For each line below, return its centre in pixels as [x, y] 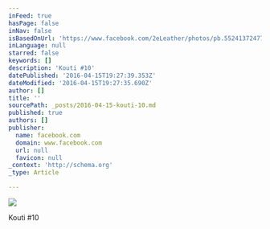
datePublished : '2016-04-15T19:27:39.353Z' [82, 76]
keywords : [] [30, 61]
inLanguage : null [37, 46]
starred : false [34, 53]
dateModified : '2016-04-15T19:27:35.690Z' [80, 83]
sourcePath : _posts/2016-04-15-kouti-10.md [82, 105]
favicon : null [39, 157]
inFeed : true [30, 16]
